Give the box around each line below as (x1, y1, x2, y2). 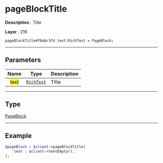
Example (5, 131, 32, 140)
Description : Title (5, 19, 42, 25)
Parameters (5, 56, 41, 64)
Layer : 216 (5, 29, 28, 34)
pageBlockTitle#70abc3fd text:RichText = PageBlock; (5, 38, 114, 43)
